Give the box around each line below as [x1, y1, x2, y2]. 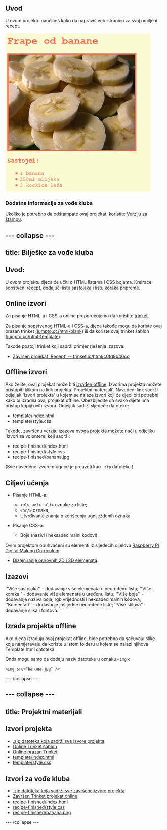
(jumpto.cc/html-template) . [5, 333, 62, 339]
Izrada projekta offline [5, 622, 76, 630]
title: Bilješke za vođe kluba [5, 248, 94, 257]
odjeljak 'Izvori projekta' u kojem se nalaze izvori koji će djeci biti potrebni [5, 392, 159, 398]
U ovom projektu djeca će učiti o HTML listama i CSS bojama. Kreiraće [5, 279, 152, 285]
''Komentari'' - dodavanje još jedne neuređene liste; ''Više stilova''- [5, 601, 146, 608]
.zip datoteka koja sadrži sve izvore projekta [12, 738, 105, 744]
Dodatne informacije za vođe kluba [5, 199, 93, 206]
